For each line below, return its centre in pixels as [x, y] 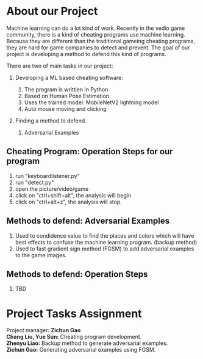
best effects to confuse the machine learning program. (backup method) [106, 242]
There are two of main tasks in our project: [60, 66]
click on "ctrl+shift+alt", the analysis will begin [73, 195]
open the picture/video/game [52, 189]
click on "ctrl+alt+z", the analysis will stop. [68, 202]
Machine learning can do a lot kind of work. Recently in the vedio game [96, 28]
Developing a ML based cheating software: [69, 77]
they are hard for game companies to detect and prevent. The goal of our [98, 48]
